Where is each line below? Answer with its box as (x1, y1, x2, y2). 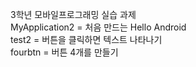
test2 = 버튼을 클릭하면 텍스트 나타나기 (10, 34, 163, 45)
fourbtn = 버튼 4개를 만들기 (10, 46, 119, 58)
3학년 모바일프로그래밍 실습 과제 (10, 9, 137, 20)
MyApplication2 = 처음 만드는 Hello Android (10, 21, 187, 33)
